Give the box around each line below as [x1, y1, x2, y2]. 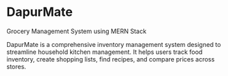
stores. [6, 62, 26, 70]
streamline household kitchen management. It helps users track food [6, 48, 203, 56]
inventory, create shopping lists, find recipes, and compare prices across [6, 55, 216, 63]
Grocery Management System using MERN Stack [6, 27, 147, 35]
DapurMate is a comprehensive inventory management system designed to [6, 40, 221, 48]
